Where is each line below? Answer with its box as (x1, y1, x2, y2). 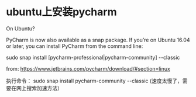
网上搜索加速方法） (16, 84, 63, 91)
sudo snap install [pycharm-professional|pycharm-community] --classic (6, 54, 180, 61)
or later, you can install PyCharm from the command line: (6, 42, 143, 50)
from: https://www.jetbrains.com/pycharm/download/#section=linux (6, 65, 171, 72)
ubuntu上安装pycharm (6, 5, 117, 19)
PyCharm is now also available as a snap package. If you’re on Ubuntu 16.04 (6, 36, 190, 43)
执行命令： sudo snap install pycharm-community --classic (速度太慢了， (6, 77, 183, 84)
